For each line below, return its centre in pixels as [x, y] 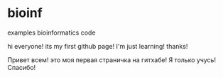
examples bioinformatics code [51, 32]
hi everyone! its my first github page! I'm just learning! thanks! [98, 46]
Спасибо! [22, 67]
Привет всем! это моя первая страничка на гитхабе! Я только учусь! [112, 60]
